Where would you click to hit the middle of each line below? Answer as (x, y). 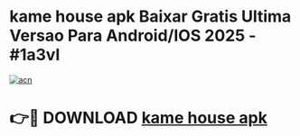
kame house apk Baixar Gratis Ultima (150, 17)
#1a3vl (35, 55)
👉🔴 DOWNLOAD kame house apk (139, 118)
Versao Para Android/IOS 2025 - (133, 36)
